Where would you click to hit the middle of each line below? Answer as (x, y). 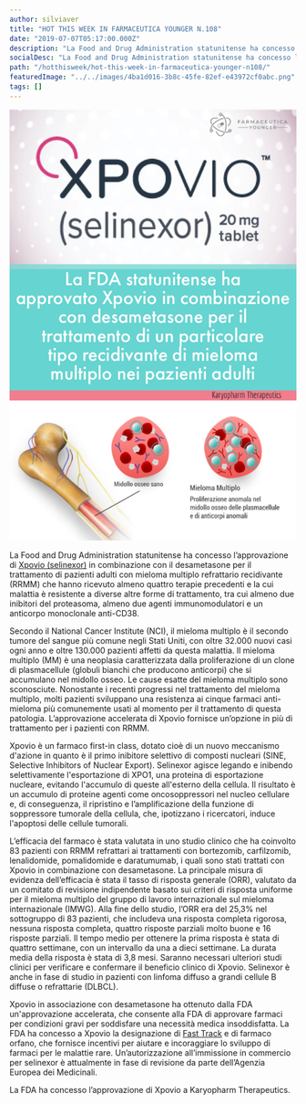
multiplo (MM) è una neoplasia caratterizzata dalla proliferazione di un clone (152, 660)
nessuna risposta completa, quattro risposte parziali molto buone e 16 (140, 929)
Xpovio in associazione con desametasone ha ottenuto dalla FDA (131, 1004)
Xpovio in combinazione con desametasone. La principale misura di (136, 870)
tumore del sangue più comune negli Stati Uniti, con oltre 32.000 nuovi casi (151, 641)
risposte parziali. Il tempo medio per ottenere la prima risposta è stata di (144, 938)
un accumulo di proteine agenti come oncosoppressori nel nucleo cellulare (149, 794)
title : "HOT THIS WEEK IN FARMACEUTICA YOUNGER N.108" (116, 29)
